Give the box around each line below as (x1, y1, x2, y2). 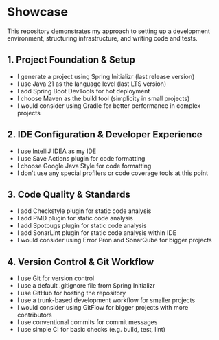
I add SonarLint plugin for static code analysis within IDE (16, 229, 177, 237)
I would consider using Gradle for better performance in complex (16, 101, 201, 110)
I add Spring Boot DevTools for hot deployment (16, 87, 150, 95)
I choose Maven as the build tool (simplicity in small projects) (16, 94, 190, 102)
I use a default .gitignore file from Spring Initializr (16, 282, 156, 290)
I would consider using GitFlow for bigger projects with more (16, 304, 189, 312)
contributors (16, 310, 53, 319)
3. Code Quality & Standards (7, 188, 130, 200)
